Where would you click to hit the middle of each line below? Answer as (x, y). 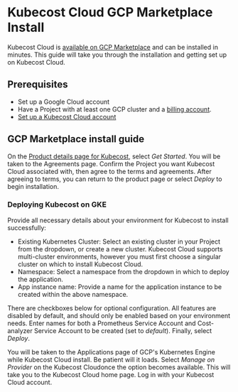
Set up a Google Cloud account (64, 102)
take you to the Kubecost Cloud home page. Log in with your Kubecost (111, 374)
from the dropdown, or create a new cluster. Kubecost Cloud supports (120, 249)
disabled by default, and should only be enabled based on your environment (119, 315)
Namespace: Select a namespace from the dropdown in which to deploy (123, 271)
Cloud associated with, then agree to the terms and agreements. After (109, 171)
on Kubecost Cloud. (36, 62)
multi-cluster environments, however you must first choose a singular (119, 256)
